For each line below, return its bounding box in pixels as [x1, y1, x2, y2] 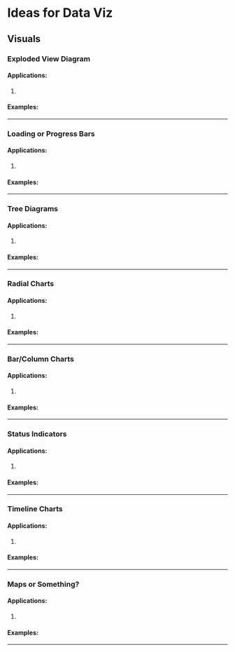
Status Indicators [7, 429, 67, 439]
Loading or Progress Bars [7, 128, 96, 138]
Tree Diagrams [7, 204, 58, 214]
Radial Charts [7, 279, 55, 289]
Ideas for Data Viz [7, 5, 113, 21]
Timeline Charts [7, 504, 63, 514]
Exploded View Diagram [7, 54, 91, 64]
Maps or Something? [7, 579, 80, 589]
